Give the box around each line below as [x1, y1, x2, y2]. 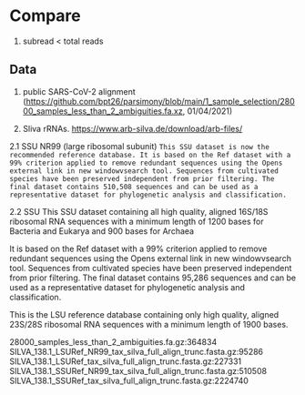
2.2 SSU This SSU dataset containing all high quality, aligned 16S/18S [9, 206, 269, 217]
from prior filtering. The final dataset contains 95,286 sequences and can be [9, 272, 297, 283]
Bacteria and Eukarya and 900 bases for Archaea [9, 225, 194, 237]
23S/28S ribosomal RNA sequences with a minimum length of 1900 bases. [9, 319, 289, 329]
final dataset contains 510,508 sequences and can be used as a [9, 182, 259, 191]
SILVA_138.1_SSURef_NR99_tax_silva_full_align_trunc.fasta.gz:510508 [9, 365, 267, 376]
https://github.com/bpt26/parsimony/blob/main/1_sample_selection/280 [25, 96, 296, 106]
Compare [9, 5, 82, 26]
